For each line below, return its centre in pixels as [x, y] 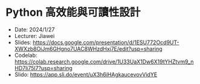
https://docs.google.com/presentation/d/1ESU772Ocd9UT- [106, 42]
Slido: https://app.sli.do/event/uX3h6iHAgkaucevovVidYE [86, 74]
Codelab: [26, 55]
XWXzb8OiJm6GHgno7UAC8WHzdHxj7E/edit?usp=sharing [88, 48]
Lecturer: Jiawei [34, 36]
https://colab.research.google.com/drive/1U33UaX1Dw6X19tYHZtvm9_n [104, 62]
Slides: [23, 42]
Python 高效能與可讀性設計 [73, 12]
